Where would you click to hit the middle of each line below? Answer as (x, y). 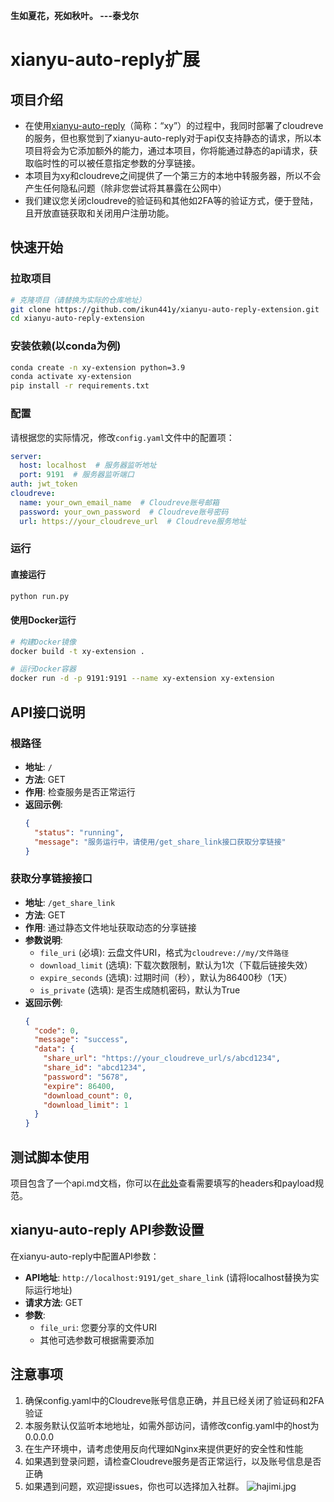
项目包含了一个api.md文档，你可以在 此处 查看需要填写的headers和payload (163, 1183)
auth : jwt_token (44, 484)
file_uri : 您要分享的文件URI (98, 1327)
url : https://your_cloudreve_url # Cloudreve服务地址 (133, 521)
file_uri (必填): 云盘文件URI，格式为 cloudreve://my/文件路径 (164, 952)
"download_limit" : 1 (86, 1105)
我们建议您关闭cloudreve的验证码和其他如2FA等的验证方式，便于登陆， (171, 200)
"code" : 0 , (57, 1030)
